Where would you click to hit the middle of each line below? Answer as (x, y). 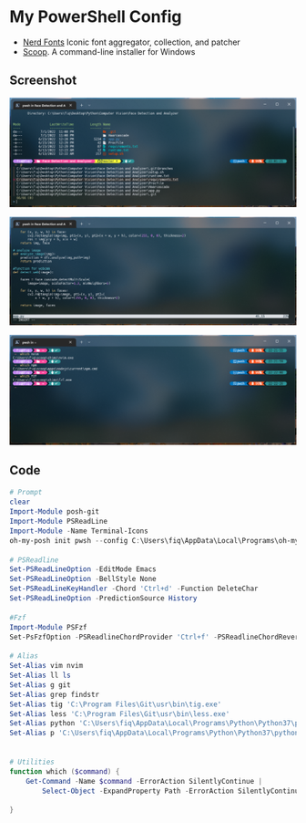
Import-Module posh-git (55, 512)
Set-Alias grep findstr (55, 694)
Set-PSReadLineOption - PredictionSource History (103, 599)
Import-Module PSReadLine (58, 522)
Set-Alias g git (40, 685)
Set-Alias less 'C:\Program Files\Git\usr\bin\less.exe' (120, 714)
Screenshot (43, 81)
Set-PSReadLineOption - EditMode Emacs (83, 569)
